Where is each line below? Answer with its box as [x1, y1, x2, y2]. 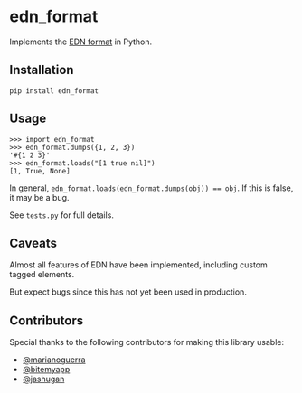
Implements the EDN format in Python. [9, 36, 153, 47]
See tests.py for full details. [9, 210, 115, 220]
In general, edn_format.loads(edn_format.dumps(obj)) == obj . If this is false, [9, 182, 294, 193]
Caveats [9, 235, 57, 250]
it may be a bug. [9, 192, 70, 202]
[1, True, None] [9, 166, 71, 175]
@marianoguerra [22, 354, 86, 365]
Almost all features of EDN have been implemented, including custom [9, 259, 269, 270]
